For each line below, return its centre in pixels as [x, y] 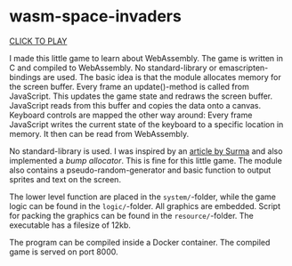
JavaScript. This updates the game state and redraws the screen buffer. [141, 96]
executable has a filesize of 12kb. [70, 225]
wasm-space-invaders [96, 16]
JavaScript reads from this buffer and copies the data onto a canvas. [135, 105]
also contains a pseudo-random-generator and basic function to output [140, 170]
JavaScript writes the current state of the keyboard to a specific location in [146, 124]
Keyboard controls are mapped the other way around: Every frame [131, 115]
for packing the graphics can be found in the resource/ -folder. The [131, 215]
